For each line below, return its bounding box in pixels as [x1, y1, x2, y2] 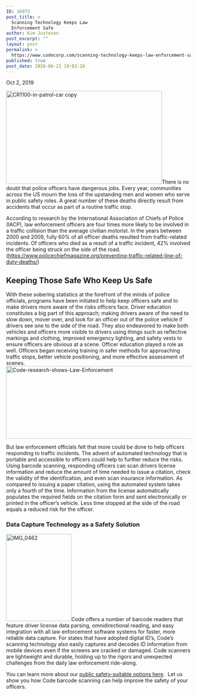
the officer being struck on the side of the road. [6, 246, 121, 253]
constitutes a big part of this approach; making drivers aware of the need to [6, 310, 189, 317]
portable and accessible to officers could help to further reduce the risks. [6, 456, 184, 463]
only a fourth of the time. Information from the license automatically [6, 487, 169, 494]
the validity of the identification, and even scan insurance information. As [6, 474, 183, 482]
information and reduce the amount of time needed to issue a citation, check [6, 469, 191, 476]
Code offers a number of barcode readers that [71, 616, 184, 623]
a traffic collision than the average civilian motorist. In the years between [6, 227, 182, 235]
